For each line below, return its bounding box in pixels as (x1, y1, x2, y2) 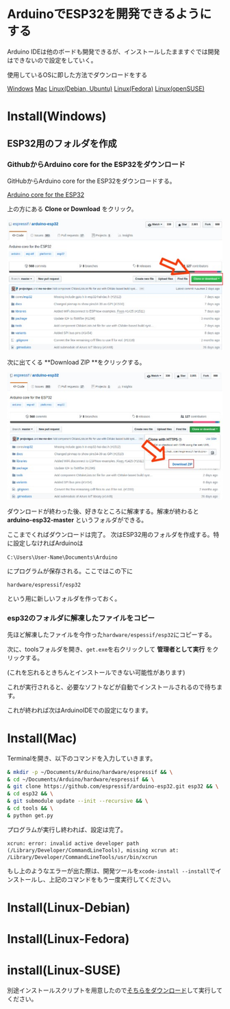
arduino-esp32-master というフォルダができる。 (7, 516, 148, 524)
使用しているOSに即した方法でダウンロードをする (7, 70, 148, 79)
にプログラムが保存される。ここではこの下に (7, 567, 133, 575)
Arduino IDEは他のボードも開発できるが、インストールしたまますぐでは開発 (7, 47, 220, 56)
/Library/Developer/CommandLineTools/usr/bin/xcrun (7, 854, 157, 861)
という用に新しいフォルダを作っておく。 (7, 595, 121, 603)
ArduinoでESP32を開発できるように (7, 6, 212, 22)
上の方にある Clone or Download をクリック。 (7, 204, 138, 213)
